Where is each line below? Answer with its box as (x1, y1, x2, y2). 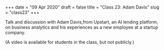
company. (5, 30, 26, 35)
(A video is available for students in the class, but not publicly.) (5, 39, 134, 45)
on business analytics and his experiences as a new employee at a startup (5, 24, 158, 30)
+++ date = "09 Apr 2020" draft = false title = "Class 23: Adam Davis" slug (5, 4, 159, 10)
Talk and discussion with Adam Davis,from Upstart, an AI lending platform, (5, 19, 158, 25)
